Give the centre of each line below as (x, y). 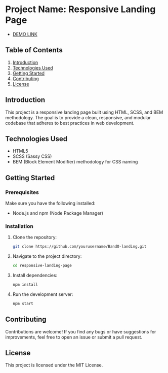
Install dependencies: (35, 276)
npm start (23, 303)
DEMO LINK (25, 34)
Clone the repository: (35, 238)
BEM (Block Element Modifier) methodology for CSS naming (75, 162)
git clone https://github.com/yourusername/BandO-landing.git (79, 247)
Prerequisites (22, 192)
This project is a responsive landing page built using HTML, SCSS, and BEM (84, 112)
